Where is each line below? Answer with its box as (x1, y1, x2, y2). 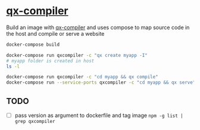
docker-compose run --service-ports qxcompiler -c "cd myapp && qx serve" (6, 80, 196, 85)
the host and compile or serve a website (6, 30, 105, 37)
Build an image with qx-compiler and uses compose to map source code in (6, 24, 190, 31)
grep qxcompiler (14, 119, 55, 125)
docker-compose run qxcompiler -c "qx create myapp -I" (6, 52, 148, 58)
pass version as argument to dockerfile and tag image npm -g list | (14, 112, 183, 119)
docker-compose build (6, 42, 60, 47)
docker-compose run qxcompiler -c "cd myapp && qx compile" (6, 74, 159, 80)
